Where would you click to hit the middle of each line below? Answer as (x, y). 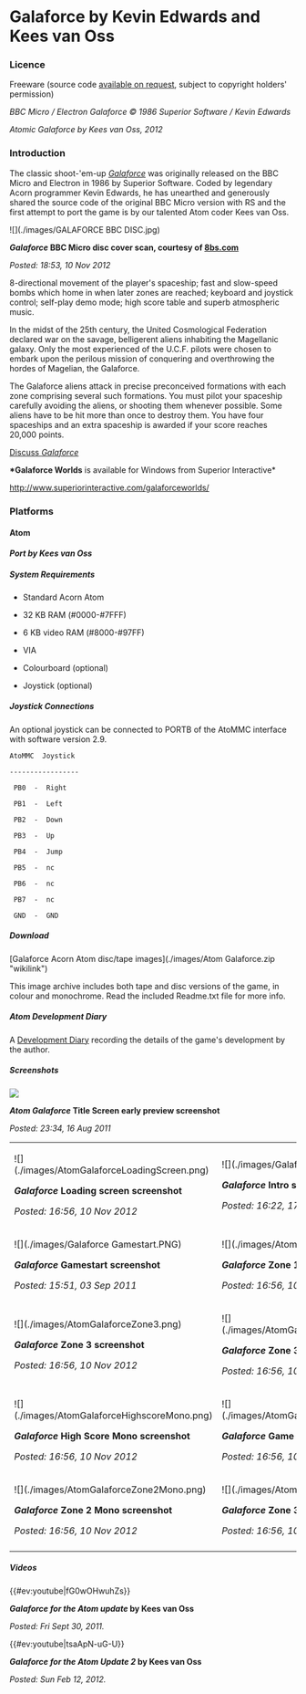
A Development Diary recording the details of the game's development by (147, 1040)
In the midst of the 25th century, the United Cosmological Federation (138, 329)
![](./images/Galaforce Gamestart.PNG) (98, 1244)
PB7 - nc (34, 899)
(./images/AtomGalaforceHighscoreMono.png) (113, 1415)
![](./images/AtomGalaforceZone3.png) (98, 1323)
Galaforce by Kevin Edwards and (135, 17)
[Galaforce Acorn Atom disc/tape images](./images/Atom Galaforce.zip (143, 958)
